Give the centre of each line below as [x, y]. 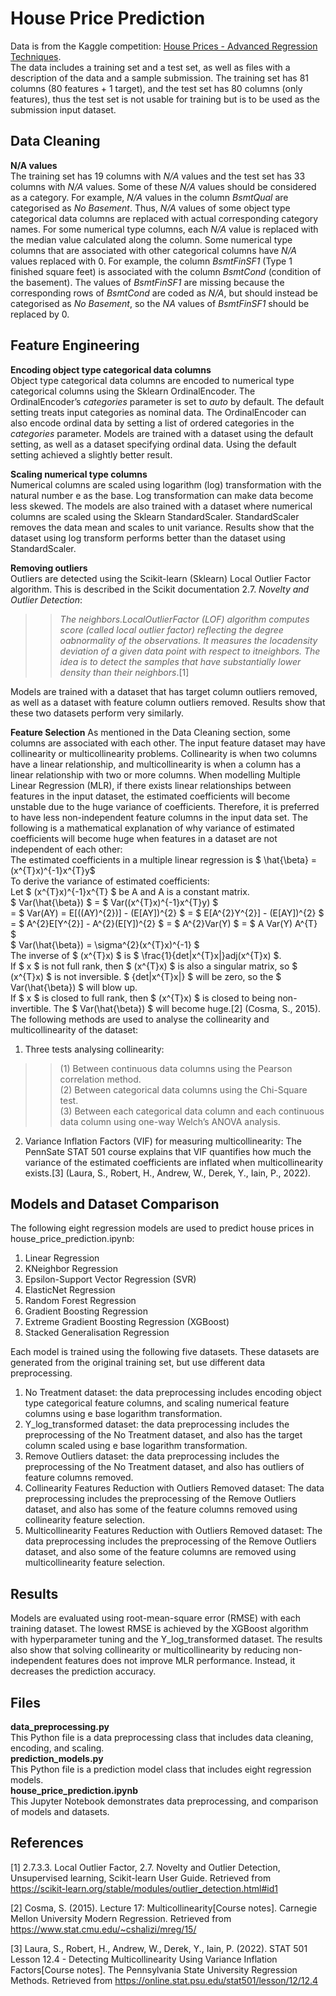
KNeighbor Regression [71, 1269]
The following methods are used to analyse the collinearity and [140, 1019]
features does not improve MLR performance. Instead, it [180, 1661]
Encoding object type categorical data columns [111, 369]
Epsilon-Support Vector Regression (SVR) [110, 1279]
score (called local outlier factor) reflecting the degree [171, 629]
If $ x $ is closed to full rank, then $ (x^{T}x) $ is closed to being [143, 998]
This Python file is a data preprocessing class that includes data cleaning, [162, 1737]
